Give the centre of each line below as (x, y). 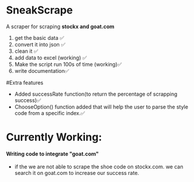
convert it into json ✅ (40, 44)
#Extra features (25, 82)
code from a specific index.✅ (50, 113)
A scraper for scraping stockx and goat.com (60, 26)
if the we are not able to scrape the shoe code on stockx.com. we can (99, 167)
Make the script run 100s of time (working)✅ (68, 64)
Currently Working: (54, 137)
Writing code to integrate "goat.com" (52, 154)
